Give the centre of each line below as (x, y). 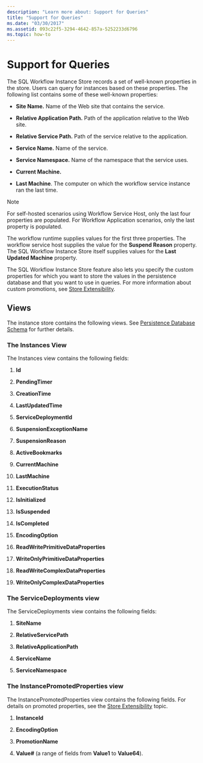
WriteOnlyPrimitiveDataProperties (60, 559)
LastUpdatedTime (39, 406)
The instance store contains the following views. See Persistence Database (101, 323)
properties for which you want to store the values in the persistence (92, 276)
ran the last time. (37, 190)
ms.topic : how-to (29, 35)
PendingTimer (34, 382)
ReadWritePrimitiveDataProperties (60, 547)
